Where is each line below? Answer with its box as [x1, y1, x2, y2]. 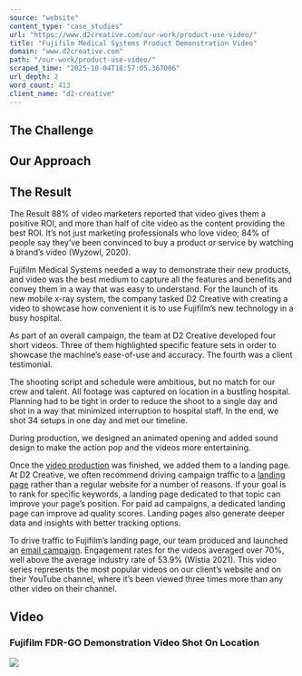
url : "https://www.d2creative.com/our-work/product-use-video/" [9, 30, 258, 39]
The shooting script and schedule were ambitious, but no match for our [9, 377, 276, 388]
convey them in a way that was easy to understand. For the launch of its [9, 284, 278, 295]
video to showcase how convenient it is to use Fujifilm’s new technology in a [9, 303, 294, 314]
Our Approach [9, 153, 92, 169]
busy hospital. [9, 313, 63, 324]
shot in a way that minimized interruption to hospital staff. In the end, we [9, 405, 279, 417]
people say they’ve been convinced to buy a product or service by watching [9, 237, 294, 248]
